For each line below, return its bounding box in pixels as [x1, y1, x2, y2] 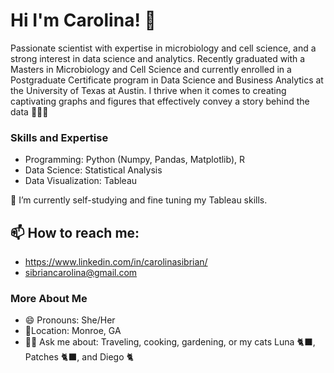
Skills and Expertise [10, 130, 109, 144]
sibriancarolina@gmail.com [24, 267, 138, 279]
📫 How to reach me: [10, 224, 140, 241]
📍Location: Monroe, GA [24, 325, 122, 337]
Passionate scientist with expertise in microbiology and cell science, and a [10, 42, 317, 54]
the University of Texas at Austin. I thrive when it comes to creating [10, 84, 287, 96]
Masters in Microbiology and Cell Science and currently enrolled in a [10, 63, 292, 75]
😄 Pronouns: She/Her [24, 314, 116, 326]
